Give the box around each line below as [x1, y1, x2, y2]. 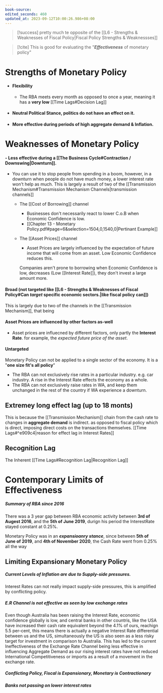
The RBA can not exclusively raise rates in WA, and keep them [12, 382, 138, 388]
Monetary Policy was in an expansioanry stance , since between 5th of [5, 533, 149, 539]
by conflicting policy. [5, 589, 47, 595]
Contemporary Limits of [5, 474, 104, 485]
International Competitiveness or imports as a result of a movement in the [5, 654, 153, 660]
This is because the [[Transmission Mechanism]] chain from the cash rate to [5, 414, 159, 420]
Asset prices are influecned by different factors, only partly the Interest [12, 330, 156, 336]
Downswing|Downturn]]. [5, 160, 57, 166]
